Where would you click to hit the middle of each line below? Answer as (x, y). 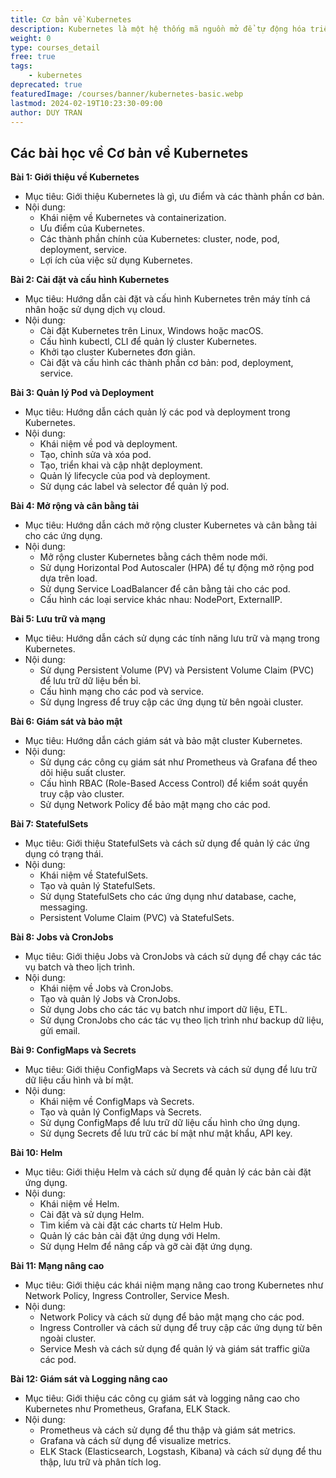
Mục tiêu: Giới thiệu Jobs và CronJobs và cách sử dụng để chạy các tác (173, 957)
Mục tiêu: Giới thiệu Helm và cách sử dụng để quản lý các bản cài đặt (168, 1172)
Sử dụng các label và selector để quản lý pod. (134, 487)
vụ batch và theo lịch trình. (80, 967)
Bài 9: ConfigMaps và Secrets (73, 1050)
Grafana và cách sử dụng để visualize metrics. (135, 1441)
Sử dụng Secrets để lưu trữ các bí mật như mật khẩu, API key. (166, 1133)
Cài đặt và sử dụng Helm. (92, 1215)
